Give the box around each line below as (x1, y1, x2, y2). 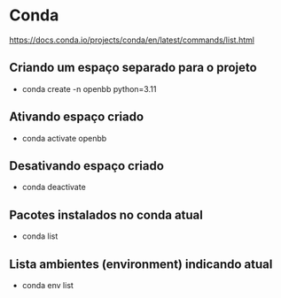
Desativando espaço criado (9, 158, 164, 173)
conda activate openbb (21, 133, 107, 143)
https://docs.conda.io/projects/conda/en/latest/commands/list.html (9, 34, 255, 45)
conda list (21, 231, 59, 241)
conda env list (21, 280, 74, 290)
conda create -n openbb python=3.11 (21, 83, 157, 94)
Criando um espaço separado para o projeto (9, 60, 257, 75)
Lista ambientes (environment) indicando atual (9, 256, 273, 271)
